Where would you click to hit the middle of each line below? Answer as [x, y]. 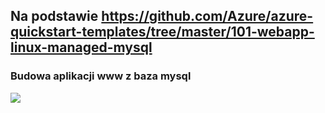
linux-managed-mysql [81, 47]
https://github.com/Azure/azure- [207, 16]
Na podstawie [54, 16]
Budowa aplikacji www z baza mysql [101, 76]
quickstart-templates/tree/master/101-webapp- [162, 32]
